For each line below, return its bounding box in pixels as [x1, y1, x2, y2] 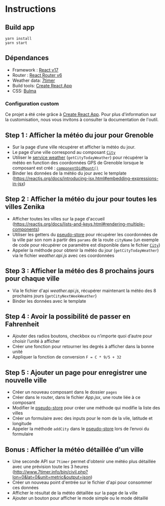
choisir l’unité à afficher [12, 338, 60, 344]
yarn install [5, 36, 32, 41]
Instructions [5, 3, 56, 15]
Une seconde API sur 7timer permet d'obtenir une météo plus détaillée [12, 458, 156, 464]
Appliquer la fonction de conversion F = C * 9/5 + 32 [12, 354, 122, 360]
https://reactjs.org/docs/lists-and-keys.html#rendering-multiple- [14, 221, 145, 227]
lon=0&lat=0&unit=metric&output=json [12, 474, 91, 480]
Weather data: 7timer [12, 77, 55, 83]
